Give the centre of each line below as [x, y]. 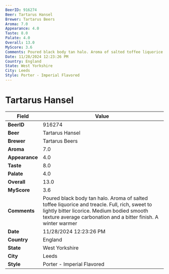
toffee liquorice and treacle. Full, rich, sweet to [97, 204]
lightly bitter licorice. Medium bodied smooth [95, 211]
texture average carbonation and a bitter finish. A [100, 217]
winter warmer [60, 223]
